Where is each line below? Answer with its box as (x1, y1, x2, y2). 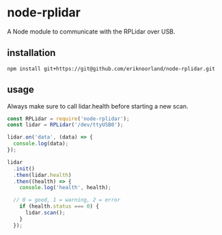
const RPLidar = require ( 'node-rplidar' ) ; (7, 115, 130, 122)
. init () (13, 165, 36, 172)
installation (7, 47, 56, 59)
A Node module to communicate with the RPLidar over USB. (7, 27, 176, 36)
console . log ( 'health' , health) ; (19, 184, 111, 191)
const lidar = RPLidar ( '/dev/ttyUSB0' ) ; (7, 122, 124, 128)
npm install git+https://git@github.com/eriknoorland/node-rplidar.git (7, 65, 215, 72)
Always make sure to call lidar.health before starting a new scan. (7, 102, 189, 110)
